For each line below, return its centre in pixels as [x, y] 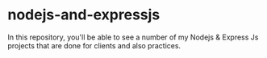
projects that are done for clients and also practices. [94, 45]
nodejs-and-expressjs [84, 15]
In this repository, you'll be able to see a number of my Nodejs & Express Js [133, 37]
